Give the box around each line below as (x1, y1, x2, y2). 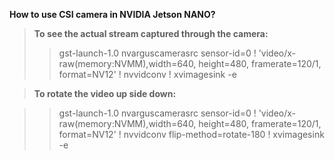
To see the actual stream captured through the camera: (33, 28, 269, 39)
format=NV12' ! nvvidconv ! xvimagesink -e (58, 69, 237, 80)
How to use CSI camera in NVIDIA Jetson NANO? (9, 9, 216, 20)
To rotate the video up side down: (33, 88, 177, 99)
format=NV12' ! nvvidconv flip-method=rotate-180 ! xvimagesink (58, 129, 325, 140)
